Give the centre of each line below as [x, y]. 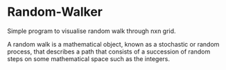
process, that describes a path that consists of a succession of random [109, 51]
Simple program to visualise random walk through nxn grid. [92, 31]
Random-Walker [55, 12]
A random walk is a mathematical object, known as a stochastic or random [113, 44]
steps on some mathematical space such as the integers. [89, 58]
